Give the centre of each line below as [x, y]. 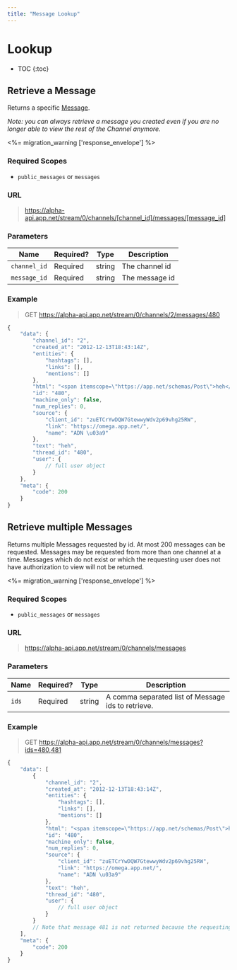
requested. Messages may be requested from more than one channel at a [114, 552]
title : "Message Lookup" [44, 14]
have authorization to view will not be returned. [76, 566]
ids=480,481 [43, 750]
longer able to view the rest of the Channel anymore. [84, 129]
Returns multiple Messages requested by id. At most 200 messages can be [116, 544]
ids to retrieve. [129, 705]
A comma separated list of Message [165, 697]
